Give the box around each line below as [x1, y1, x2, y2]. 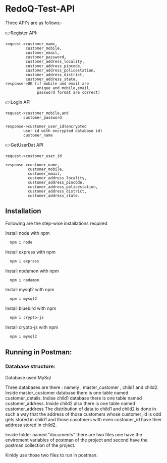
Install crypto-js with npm [5, 324, 59, 330]
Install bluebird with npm [5, 305, 57, 311]
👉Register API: [5, 30, 38, 36]
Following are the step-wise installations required [5, 220, 107, 226]
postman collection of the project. [5, 442, 76, 448]
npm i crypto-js [10, 315, 44, 320]
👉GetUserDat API [5, 142, 44, 148]
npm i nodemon [10, 278, 39, 283]
